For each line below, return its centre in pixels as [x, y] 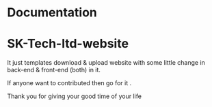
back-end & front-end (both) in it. [54, 70]
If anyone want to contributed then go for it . [69, 83]
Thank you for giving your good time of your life [75, 96]
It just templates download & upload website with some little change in [106, 63]
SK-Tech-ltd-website [68, 44]
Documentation [52, 13]
